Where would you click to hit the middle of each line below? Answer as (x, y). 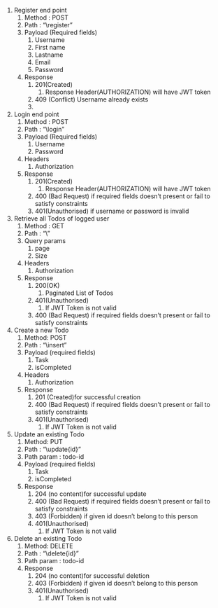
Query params (45, 241)
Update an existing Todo (49, 434)
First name (50, 47)
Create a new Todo (41, 330)
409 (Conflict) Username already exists (92, 99)
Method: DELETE (49, 546)
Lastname (49, 55)
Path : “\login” (44, 129)
